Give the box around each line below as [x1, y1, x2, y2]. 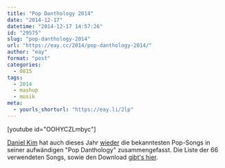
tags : [7, 74, 23, 81]
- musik [13, 94, 36, 101]
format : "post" [7, 55, 51, 62]
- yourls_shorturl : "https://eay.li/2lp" [13, 106, 134, 113]
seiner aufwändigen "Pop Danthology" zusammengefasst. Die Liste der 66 [7, 145, 219, 154]
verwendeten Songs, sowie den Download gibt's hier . [7, 153, 158, 161]
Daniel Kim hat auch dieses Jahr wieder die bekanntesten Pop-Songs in [7, 138, 211, 147]
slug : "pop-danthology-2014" [7, 36, 91, 43]
